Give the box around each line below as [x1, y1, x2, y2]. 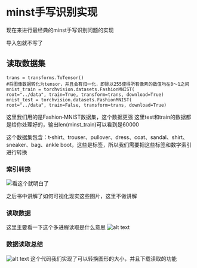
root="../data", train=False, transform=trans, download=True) [6, 102, 167, 108]
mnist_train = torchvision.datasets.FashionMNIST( [6, 86, 135, 92]
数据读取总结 [6, 240, 44, 249]
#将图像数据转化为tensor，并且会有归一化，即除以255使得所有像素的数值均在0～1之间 [6, 81, 190, 87]
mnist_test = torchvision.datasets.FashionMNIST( [6, 97, 133, 103]
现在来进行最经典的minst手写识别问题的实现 [6, 26, 114, 34]
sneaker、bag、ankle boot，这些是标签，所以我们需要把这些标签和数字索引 [6, 141, 192, 148]
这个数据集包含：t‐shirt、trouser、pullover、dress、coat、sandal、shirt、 [6, 133, 188, 141]
